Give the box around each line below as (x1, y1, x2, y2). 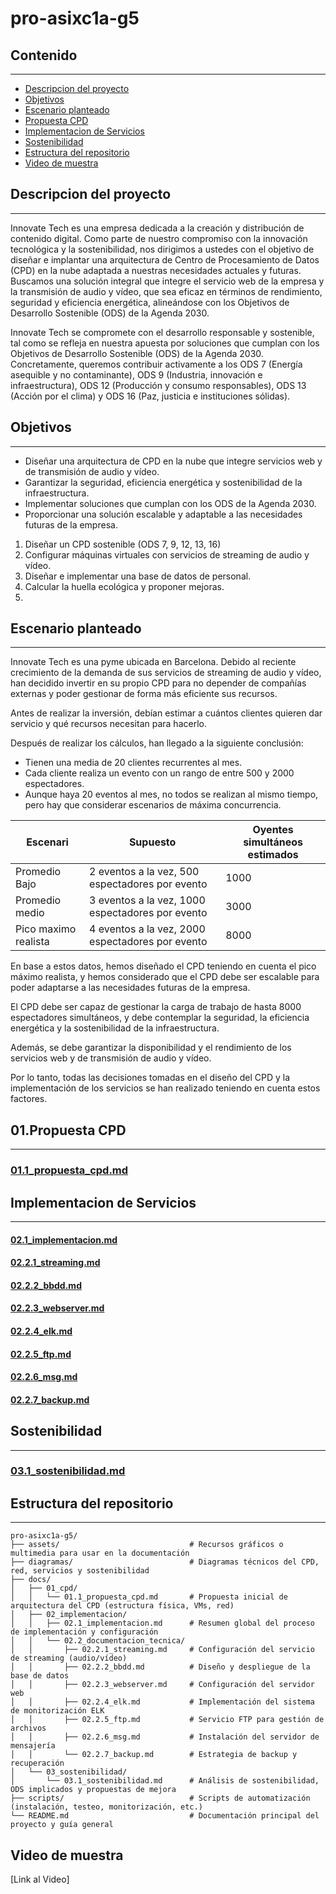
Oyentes (252, 823, 294, 837)
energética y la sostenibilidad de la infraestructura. (10, 1022, 220, 1034)
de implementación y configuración (10, 1627, 159, 1637)
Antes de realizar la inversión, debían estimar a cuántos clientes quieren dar (10, 707, 323, 719)
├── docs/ (10, 1575, 52, 1585)
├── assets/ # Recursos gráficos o (10, 1540, 284, 1550)
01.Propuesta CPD (10, 1122, 127, 1139)
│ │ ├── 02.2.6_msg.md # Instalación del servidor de (10, 1732, 320, 1742)
